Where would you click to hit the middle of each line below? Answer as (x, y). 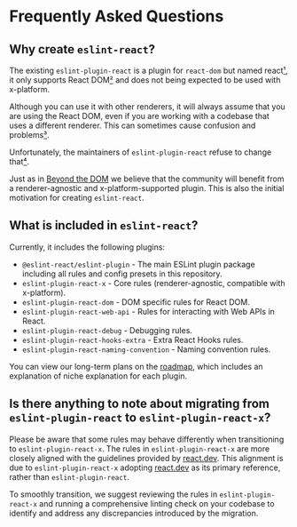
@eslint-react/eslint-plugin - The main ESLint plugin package (138, 264)
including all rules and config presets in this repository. (122, 274)
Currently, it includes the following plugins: (87, 247)
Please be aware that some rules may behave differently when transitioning (147, 439)
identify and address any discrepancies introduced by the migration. (134, 513)
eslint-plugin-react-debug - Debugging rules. (107, 330)
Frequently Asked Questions (117, 16)
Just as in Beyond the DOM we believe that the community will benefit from (147, 179)
